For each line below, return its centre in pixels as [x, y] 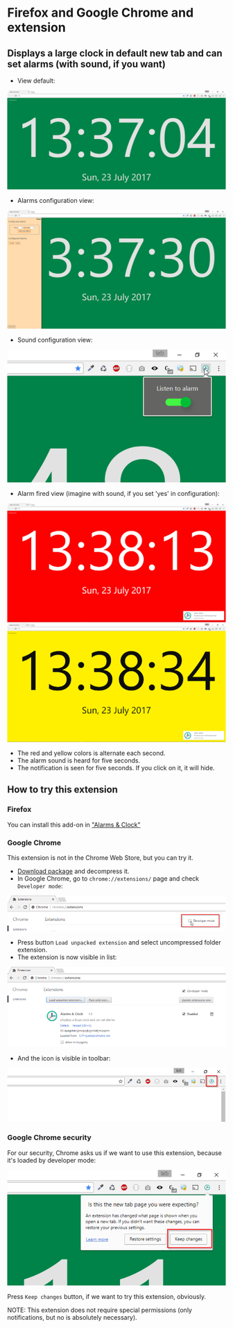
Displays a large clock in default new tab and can [115, 53]
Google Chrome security [49, 1138]
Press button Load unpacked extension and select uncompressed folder [119, 942]
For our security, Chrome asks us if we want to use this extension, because [114, 1153]
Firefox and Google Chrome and [101, 13]
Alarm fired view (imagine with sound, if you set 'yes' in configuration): [118, 494]
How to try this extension [62, 790]
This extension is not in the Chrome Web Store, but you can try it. [101, 857]
